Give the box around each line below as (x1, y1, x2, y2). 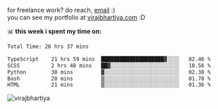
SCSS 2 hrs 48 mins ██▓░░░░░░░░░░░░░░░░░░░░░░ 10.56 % (7, 62, 211, 69)
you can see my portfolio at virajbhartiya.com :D (7, 13, 145, 22)
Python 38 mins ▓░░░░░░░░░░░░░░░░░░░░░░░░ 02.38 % (7, 69, 211, 76)
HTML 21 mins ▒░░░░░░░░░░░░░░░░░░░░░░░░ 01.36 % (7, 81, 211, 89)
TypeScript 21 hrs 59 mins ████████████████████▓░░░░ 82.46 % (7, 56, 211, 62)
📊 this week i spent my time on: (7, 27, 102, 35)
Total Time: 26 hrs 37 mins (7, 43, 89, 50)
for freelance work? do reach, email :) (7, 6, 115, 14)
